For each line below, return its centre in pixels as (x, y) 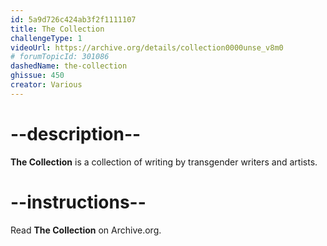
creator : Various (46, 85)
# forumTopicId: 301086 (60, 57)
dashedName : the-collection (69, 66)
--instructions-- (78, 202)
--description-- (76, 133)
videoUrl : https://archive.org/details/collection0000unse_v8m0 (147, 47)
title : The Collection (57, 29)
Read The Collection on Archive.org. (86, 230)
